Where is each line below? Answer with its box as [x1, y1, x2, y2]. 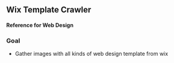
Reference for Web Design [6, 21, 74, 29]
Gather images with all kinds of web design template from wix [14, 50, 169, 58]
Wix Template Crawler [6, 5, 92, 15]
